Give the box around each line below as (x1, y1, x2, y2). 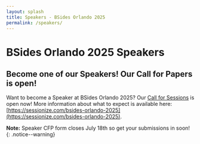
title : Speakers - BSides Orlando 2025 (6, 14, 106, 20)
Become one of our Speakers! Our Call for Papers (6, 69, 193, 79)
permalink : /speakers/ (6, 20, 63, 26)
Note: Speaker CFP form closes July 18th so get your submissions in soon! (6, 124, 190, 132)
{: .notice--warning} (6, 131, 56, 138)
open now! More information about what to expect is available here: (6, 101, 173, 108)
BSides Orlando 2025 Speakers (6, 45, 165, 59)
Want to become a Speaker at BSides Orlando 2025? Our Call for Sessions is (6, 94, 195, 101)
